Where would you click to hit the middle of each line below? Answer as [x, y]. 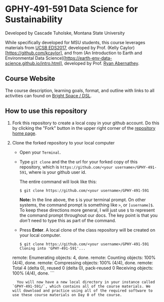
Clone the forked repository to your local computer [63, 142]
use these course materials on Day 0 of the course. [67, 295]
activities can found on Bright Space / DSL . [48, 95]
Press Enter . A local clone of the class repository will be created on [87, 230]
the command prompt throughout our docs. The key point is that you [89, 215]
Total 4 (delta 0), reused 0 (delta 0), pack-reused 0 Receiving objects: [82, 268]
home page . [24, 133]
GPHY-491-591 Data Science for [71, 9]
